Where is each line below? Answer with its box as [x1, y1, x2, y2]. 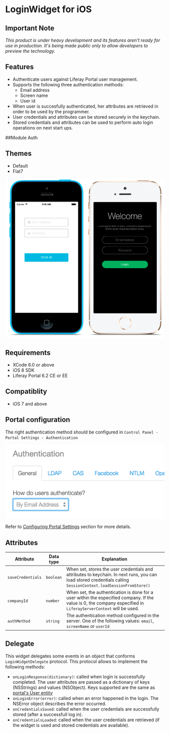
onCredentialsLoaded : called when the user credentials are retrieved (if [12, 717, 160, 723]
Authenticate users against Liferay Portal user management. [12, 76, 138, 82]
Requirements [5, 348, 51, 357]
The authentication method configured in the [66, 613, 159, 619]
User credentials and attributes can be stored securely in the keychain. [12, 114, 160, 120]
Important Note [5, 24, 55, 32]
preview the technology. [5, 48, 56, 54]
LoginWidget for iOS [5, 4, 92, 15]
